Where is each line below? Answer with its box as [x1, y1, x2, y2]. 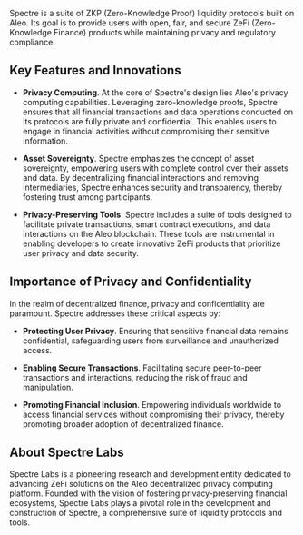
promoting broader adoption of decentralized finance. [22, 418, 224, 430]
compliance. [9, 36, 56, 47]
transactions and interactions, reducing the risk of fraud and [22, 372, 248, 382]
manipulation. [22, 381, 74, 392]
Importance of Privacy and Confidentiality [9, 274, 252, 290]
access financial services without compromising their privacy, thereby [22, 409, 285, 420]
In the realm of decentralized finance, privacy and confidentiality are [9, 298, 265, 309]
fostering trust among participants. [22, 191, 153, 203]
